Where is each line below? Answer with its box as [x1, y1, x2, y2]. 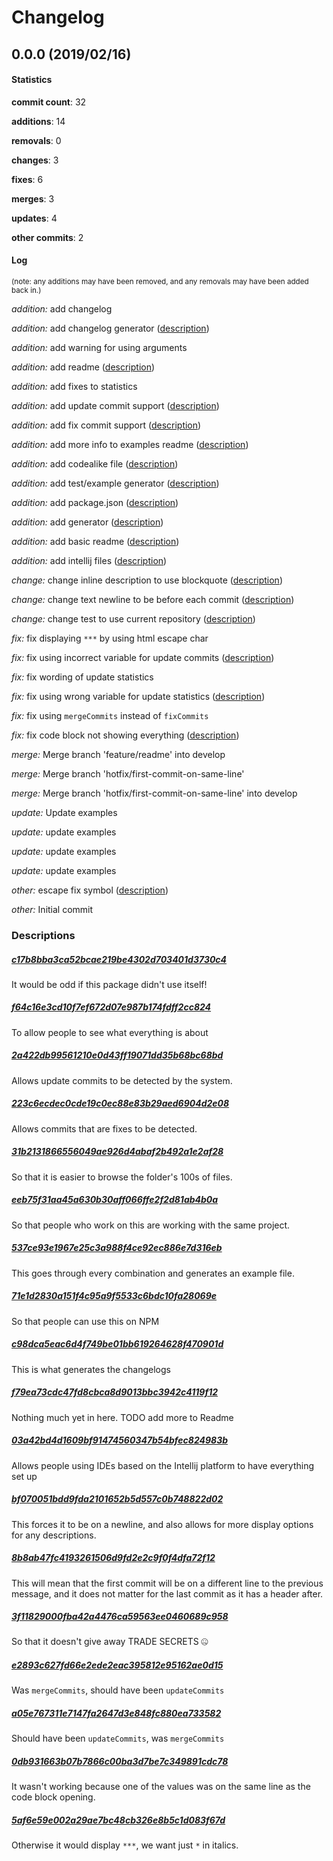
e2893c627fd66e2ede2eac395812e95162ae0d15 [11, 1659, 224, 1671]
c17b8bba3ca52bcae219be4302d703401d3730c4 [11, 953, 228, 965]
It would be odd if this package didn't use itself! [11, 978, 208, 990]
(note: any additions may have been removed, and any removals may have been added [11, 276, 309, 286]
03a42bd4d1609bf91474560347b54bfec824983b [11, 1434, 229, 1446]
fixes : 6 [11, 173, 44, 185]
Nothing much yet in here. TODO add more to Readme [11, 1411, 234, 1423]
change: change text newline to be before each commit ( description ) [11, 593, 295, 605]
